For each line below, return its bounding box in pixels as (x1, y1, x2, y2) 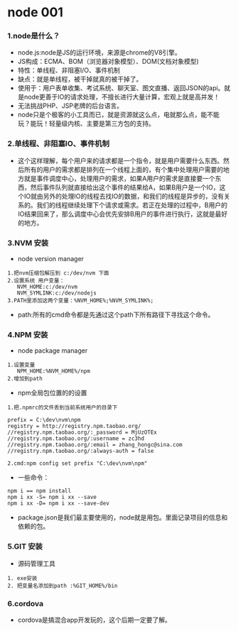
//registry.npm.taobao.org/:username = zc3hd (7, 435, 144, 442)
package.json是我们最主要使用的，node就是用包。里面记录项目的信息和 (17, 513, 228, 522)
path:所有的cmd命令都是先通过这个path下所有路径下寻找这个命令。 (17, 310, 215, 319)
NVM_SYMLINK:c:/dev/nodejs (16, 290, 97, 297)
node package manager (17, 346, 88, 355)
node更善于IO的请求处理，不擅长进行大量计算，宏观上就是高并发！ (23, 93, 220, 101)
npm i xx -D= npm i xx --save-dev (7, 500, 110, 507)
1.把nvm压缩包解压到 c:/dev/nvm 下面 (7, 270, 109, 277)
